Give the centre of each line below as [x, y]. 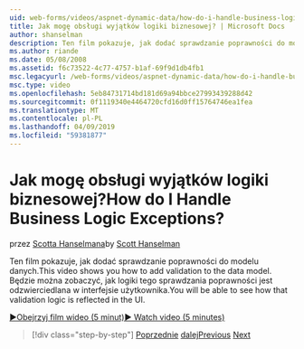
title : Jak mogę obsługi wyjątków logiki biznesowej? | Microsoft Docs [147, 26]
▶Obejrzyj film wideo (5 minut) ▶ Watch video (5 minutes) [117, 316]
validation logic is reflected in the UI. [77, 299]
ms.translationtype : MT [54, 110]
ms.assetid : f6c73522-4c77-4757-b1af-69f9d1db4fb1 [107, 69]
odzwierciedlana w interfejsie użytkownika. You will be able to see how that [148, 289]
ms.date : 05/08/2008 [48, 60]
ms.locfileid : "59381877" [58, 136]
